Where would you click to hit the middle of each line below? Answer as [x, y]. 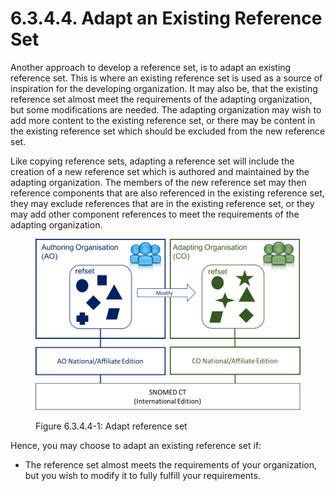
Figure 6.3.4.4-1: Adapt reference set [111, 426]
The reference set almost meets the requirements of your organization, [171, 464]
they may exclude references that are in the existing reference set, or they [162, 203]
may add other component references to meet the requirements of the [155, 214]
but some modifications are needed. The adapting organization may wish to [166, 109]
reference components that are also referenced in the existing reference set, [167, 193]
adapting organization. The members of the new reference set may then [158, 182]
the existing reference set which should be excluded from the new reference [168, 131]
